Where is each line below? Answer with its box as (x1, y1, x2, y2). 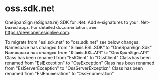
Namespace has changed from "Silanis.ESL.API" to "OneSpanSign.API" (5, 50, 149, 55)
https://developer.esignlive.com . (5, 29, 70, 35)
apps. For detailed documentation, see (19, 24, 97, 30)
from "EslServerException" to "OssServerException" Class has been (5, 65, 143, 71)
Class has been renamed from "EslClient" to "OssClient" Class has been (5, 54, 151, 60)
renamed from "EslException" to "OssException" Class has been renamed (5, 60, 155, 66)
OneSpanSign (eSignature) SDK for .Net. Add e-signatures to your (5, 19, 138, 25)
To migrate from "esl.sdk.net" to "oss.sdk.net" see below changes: (5, 39, 140, 45)
